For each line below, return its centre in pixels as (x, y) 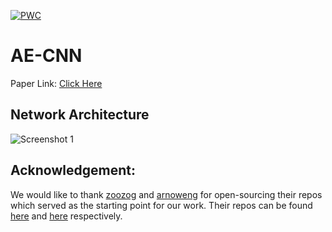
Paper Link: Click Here (56, 83)
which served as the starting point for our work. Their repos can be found (161, 205)
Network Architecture (80, 115)
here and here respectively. (66, 216)
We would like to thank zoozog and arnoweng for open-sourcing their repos (166, 194)
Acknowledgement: (73, 170)
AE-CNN (46, 56)
